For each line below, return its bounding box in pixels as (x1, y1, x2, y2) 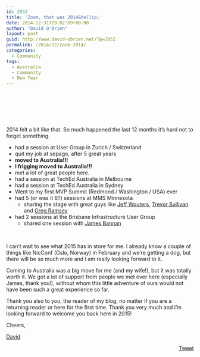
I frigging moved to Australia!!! (14, 163, 92, 170)
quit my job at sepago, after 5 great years (14, 150, 117, 158)
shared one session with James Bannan (23, 220, 121, 227)
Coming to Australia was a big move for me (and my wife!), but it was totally (6, 267, 192, 274)
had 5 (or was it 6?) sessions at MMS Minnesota (14, 195, 133, 202)
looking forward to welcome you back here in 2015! (6, 310, 132, 317)
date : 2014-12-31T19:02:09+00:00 (6, 20, 89, 26)
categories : (6, 48, 36, 54)
